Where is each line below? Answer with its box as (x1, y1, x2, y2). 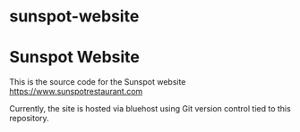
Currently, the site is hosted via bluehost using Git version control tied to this (9, 103, 291, 114)
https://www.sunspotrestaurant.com (9, 87, 143, 97)
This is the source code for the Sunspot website (9, 77, 186, 87)
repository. (9, 113, 49, 124)
